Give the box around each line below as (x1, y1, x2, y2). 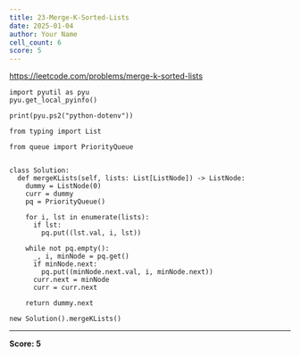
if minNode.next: (32, 260, 98, 269)
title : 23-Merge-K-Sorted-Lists (9, 12, 129, 22)
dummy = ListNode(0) (25, 182, 102, 191)
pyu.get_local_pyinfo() (9, 95, 98, 105)
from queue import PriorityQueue (9, 143, 134, 152)
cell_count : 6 (9, 37, 62, 47)
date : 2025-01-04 (9, 21, 74, 30)
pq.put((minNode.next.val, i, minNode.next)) (41, 268, 214, 277)
